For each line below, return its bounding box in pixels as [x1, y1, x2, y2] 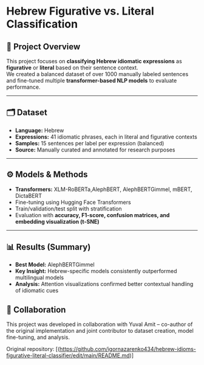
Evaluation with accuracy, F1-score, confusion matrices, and [15, 211, 170, 218]
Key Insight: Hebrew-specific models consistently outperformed [15, 268, 177, 275]
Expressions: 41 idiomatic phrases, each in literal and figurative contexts [15, 133, 197, 141]
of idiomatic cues [15, 287, 59, 294]
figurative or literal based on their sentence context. [6, 64, 138, 71]
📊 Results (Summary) [6, 242, 91, 252]
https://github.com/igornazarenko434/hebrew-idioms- [59, 346, 196, 353]
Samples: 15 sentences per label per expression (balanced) [15, 139, 165, 147]
